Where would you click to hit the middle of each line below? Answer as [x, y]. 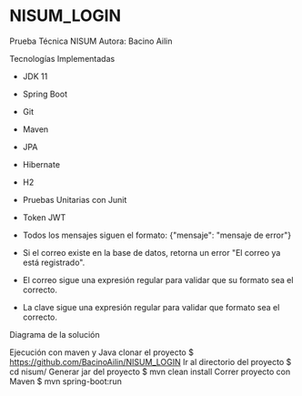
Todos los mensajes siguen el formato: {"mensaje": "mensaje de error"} [157, 235]
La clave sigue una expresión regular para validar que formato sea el [151, 307]
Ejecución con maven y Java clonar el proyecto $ [101, 352]
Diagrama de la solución [55, 334]
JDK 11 [35, 76]
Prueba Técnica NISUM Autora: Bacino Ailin [91, 41]
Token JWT [44, 217]
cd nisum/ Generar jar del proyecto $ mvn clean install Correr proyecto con [150, 371]
